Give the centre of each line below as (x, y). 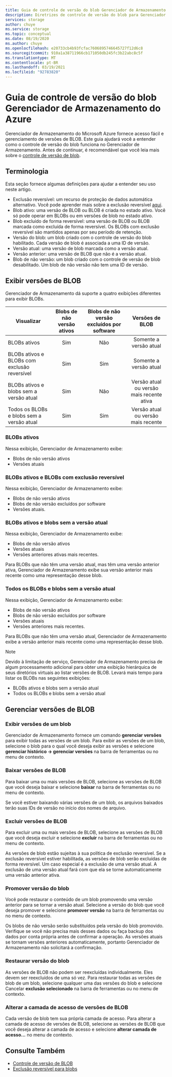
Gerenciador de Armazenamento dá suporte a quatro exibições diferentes (83, 293)
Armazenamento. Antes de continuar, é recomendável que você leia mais (82, 150)
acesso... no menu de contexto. (39, 1034)
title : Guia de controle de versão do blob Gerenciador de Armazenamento (86, 10)
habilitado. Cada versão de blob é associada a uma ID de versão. (81, 243)
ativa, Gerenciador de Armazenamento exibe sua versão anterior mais (79, 570)
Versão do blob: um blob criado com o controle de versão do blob (82, 237)
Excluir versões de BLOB (36, 821)
